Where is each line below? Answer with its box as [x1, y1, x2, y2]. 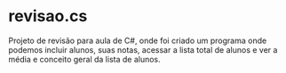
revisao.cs [8, 6, 88, 26]
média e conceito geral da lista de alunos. [8, 54, 161, 64]
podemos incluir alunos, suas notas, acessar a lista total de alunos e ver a [8, 44, 278, 55]
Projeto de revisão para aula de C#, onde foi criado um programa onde [8, 35, 267, 46]
